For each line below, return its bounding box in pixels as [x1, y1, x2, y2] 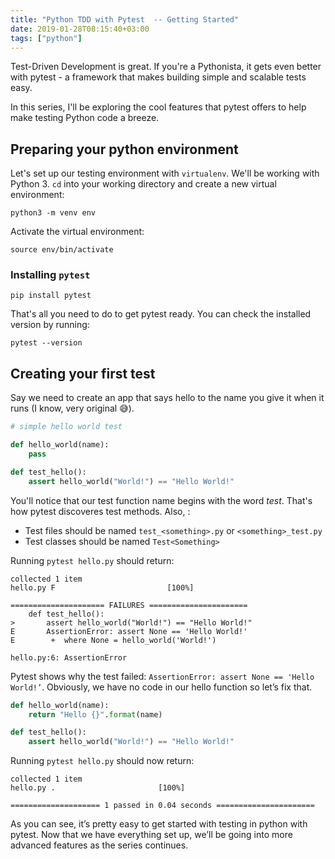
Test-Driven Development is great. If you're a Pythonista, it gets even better [10, 61, 322, 73]
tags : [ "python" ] [10, 33, 83, 43]
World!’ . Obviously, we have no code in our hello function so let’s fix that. [10, 681, 313, 693]
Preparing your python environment [10, 141, 239, 158]
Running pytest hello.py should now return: [10, 755, 195, 767]
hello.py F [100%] [10, 582, 195, 593]
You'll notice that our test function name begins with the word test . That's [10, 494, 313, 506]
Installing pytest [10, 268, 91, 282]
